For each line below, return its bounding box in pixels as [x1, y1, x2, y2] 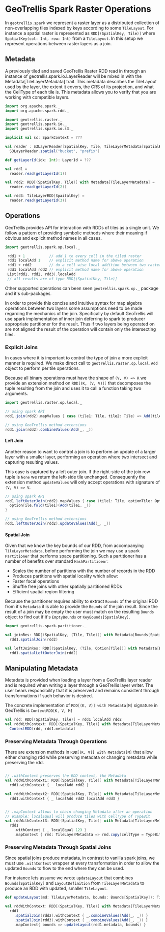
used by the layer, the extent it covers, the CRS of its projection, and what [5, 84, 154, 90]
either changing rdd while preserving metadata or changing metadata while [5, 754, 158, 760]
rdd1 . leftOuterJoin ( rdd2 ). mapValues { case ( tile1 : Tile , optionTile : [5, 498, 153, 503]
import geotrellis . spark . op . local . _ [5, 245, 80, 250]
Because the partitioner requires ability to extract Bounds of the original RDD [5, 598, 158, 604]
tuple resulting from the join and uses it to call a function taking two [5, 386, 141, 391]
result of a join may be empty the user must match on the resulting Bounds [5, 609, 154, 615]
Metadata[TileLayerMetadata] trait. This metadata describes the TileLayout [5, 78, 157, 84]
